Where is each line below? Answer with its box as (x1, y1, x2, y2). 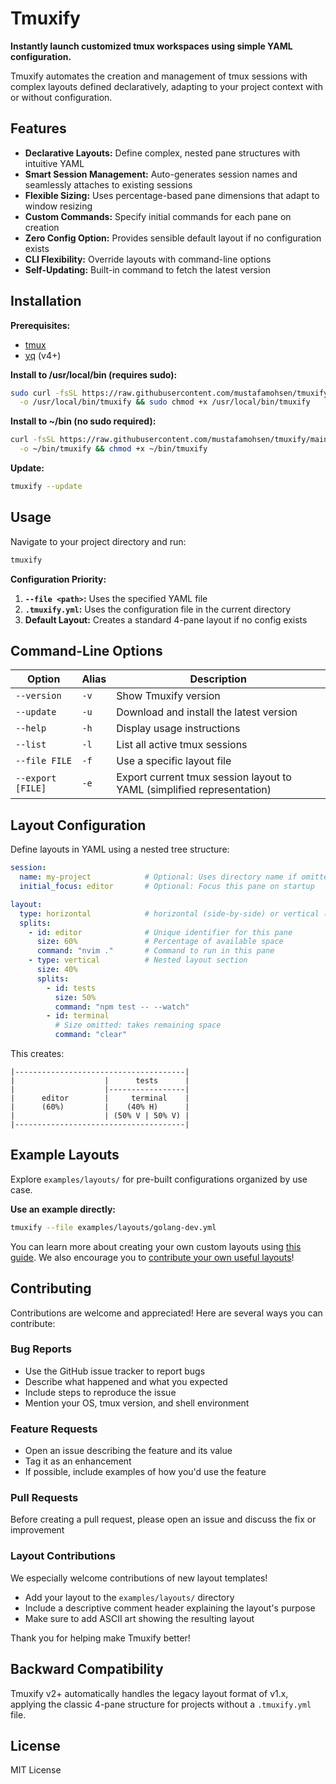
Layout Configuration (10, 817, 147, 834)
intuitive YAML (24, 157, 85, 169)
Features (10, 120, 67, 137)
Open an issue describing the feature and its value (24, 1445, 233, 1457)
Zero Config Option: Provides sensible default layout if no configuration (24, 232, 322, 244)
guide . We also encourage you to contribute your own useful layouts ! (10, 1251, 295, 1263)
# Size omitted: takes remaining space (54, 1020, 222, 1031)
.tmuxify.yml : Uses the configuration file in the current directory (24, 603, 292, 615)
